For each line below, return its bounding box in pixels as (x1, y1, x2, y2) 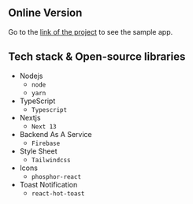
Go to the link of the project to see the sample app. (8, 27, 173, 36)
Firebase (31, 139, 61, 147)
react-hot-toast (31, 189, 85, 198)
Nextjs (19, 113, 41, 122)
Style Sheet (19, 146, 58, 156)
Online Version (8, 6, 83, 20)
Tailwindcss (31, 156, 71, 164)
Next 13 (31, 122, 57, 131)
